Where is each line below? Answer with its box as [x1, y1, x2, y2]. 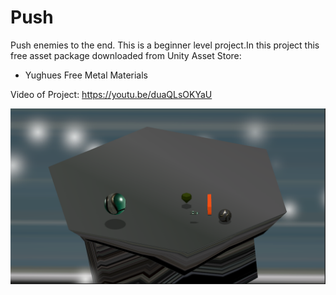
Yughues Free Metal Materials [24, 69, 149, 81]
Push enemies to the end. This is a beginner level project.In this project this [10, 39, 320, 51]
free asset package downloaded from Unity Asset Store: [10, 49, 242, 61]
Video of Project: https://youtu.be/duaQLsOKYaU [10, 88, 213, 100]
